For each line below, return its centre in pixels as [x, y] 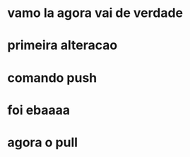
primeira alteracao [63, 46]
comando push [52, 77]
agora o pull [43, 142]
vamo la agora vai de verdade [95, 13]
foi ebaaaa [39, 110]
